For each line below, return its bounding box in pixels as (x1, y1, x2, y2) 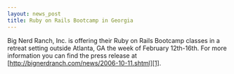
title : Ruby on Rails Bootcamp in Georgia (7, 17, 134, 24)
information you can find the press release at (7, 51, 137, 60)
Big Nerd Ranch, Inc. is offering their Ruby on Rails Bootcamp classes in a (7, 36, 220, 44)
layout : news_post (7, 10, 61, 18)
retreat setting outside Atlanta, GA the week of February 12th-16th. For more (7, 44, 227, 52)
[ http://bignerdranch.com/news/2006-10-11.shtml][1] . (7, 58, 162, 67)
